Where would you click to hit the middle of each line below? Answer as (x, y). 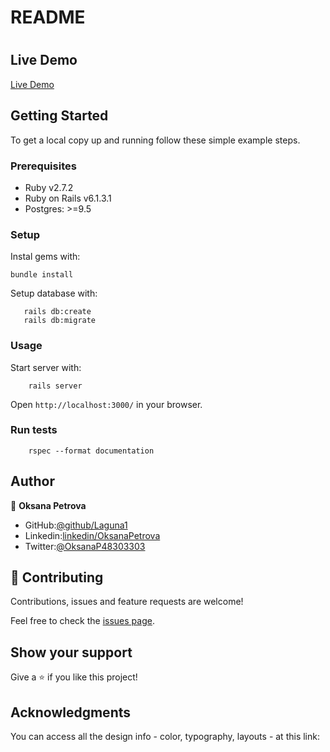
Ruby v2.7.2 (49, 187)
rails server (55, 386)
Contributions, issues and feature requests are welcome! (127, 602)
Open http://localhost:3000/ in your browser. (106, 404)
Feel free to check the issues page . (82, 621)
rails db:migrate (60, 321)
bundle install (42, 275)
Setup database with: (54, 293)
